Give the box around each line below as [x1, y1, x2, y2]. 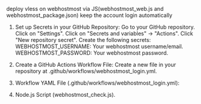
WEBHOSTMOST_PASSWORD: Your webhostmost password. [15, 49, 169, 57]
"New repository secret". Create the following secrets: [15, 36, 151, 43]
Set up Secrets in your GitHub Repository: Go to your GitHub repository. [15, 24, 196, 30]
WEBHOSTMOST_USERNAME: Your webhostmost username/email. [15, 43, 184, 50]
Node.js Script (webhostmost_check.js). [15, 91, 116, 98]
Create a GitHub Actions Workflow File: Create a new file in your [15, 61, 177, 68]
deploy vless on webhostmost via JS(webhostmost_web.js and [6, 5, 164, 12]
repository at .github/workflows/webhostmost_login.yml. [15, 68, 157, 75]
